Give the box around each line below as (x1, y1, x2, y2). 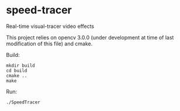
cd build (6, 67, 27, 73)
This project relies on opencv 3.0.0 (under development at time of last (6, 34, 174, 41)
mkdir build (6, 62, 35, 69)
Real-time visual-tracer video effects (6, 23, 95, 30)
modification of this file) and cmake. (6, 40, 93, 47)
